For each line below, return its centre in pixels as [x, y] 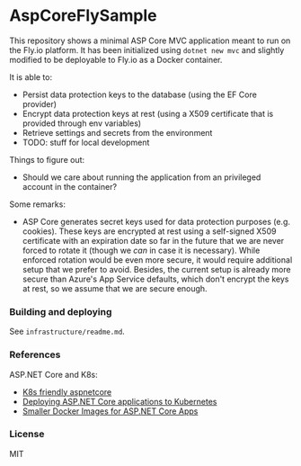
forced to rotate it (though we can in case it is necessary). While [141, 250]
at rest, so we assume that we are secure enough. [115, 288]
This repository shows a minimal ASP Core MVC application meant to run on [150, 40]
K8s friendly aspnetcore [67, 391]
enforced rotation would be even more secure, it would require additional [157, 260]
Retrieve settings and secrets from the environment [117, 132]
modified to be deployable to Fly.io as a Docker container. [116, 59]
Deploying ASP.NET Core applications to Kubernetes [120, 401]
